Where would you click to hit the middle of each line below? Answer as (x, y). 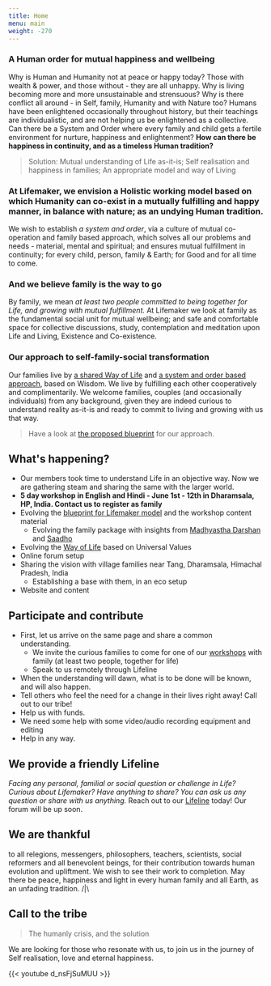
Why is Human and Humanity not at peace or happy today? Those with (126, 77)
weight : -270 (30, 31)
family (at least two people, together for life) (106, 661)
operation (24, 237)
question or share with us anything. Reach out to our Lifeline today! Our (127, 801)
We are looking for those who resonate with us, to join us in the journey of (131, 949)
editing (32, 730)
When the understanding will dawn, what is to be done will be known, (136, 678)
